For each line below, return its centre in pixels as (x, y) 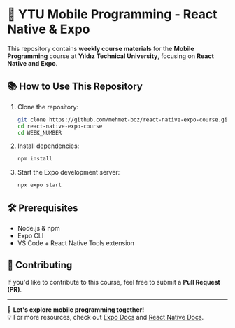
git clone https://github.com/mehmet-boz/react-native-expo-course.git (124, 119)
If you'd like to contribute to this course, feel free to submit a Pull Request (114, 282)
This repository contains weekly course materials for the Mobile (101, 48)
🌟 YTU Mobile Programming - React (113, 14)
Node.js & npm (39, 228)
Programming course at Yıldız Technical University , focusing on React (111, 56)
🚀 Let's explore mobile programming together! (76, 309)
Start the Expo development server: (69, 172)
